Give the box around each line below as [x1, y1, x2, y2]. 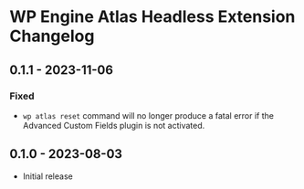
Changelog [9, 26, 95, 47]
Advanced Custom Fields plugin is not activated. [22, 120, 205, 131]
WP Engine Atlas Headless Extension [9, 6, 296, 27]
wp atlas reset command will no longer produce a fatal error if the [22, 110, 274, 121]
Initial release [22, 171, 73, 182]
